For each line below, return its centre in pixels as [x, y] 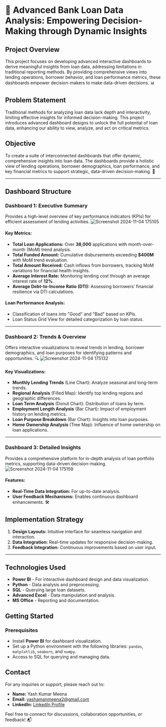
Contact [18, 672]
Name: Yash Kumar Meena [40, 694]
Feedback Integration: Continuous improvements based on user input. [84, 547]
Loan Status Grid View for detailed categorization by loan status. [78, 319]
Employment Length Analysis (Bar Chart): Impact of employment [79, 409]
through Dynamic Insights [93, 31]
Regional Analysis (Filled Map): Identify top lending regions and [78, 393]
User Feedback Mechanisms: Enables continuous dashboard [75, 496]
